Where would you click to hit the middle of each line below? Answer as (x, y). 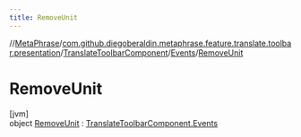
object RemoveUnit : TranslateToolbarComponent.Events (113, 123)
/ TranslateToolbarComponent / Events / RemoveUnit (152, 52)
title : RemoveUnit (43, 17)
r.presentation (35, 52)
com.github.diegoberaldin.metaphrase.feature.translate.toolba (177, 43)
